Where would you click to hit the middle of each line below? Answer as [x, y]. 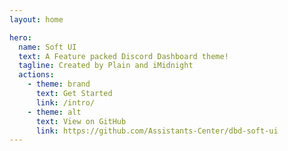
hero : [20, 37]
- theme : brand [59, 84]
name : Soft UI [47, 47]
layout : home [36, 19]
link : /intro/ [65, 102]
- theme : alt [54, 112]
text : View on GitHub [81, 121]
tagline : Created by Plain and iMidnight [106, 66]
